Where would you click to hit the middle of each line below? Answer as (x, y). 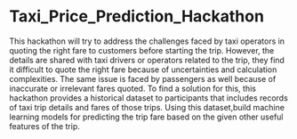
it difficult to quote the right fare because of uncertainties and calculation (143, 69)
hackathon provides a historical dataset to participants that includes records (149, 98)
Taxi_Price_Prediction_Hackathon (137, 16)
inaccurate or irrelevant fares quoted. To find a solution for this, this (132, 88)
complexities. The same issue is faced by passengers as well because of (143, 78)
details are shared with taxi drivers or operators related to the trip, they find (147, 60)
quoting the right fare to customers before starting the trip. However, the (142, 50)
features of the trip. (44, 126)
